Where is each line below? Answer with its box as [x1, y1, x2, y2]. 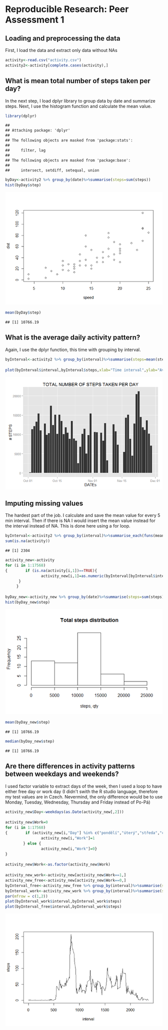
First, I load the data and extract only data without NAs [5, 47, 117, 53]
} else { [23, 841, 41, 846]
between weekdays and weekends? [5, 770, 119, 778]
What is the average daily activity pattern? [5, 333, 140, 342]
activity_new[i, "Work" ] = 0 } [40, 846, 97, 851]
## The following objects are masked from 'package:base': [5, 158, 131, 163]
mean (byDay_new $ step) [5, 719, 50, 724]
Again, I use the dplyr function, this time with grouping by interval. [5, 346, 141, 352]
